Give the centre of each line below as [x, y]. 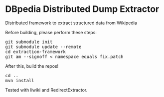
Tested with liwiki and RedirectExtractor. [46, 90]
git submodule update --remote [43, 47]
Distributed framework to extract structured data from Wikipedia [71, 23]
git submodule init [29, 42]
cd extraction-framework [35, 51]
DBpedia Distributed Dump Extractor [82, 9]
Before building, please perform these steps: [51, 32]
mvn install [20, 80]
